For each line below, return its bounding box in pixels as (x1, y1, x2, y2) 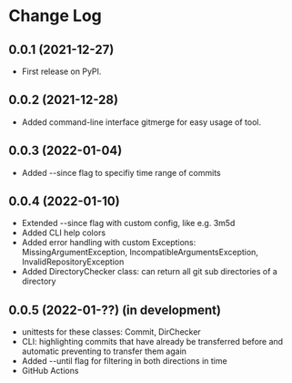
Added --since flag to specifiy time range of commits (21, 167, 222, 178)
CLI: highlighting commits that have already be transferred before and (21, 336, 284, 347)
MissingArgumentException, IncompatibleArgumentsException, (21, 247, 258, 258)
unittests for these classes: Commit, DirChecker (21, 326, 201, 337)
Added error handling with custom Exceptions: (21, 237, 196, 248)
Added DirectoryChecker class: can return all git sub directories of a (21, 266, 278, 277)
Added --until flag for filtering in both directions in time (21, 356, 228, 367)
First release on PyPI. (21, 66, 102, 77)
